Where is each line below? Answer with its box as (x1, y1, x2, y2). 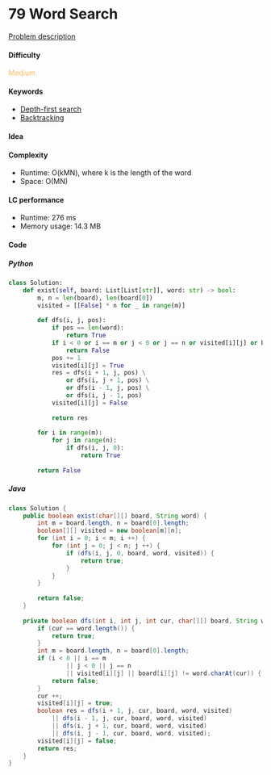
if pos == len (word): (51, 324, 125, 332)
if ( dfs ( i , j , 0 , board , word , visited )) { (65, 549, 215, 557)
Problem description (8, 31, 76, 41)
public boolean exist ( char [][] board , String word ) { (23, 512, 207, 520)
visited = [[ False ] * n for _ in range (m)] (37, 301, 186, 309)
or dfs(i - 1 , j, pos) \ (65, 384, 150, 392)
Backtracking (19, 113, 65, 123)
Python (8, 258, 34, 268)
